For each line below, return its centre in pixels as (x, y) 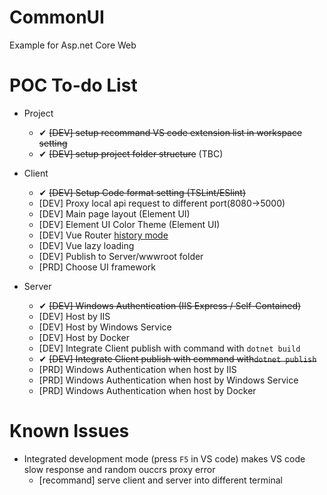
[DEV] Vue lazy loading (86, 245)
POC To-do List (73, 85)
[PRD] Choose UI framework (97, 267)
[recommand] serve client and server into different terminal (160, 480)
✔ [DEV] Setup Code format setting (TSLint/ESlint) (142, 192)
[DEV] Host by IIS (74, 316)
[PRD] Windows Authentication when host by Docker (147, 390)
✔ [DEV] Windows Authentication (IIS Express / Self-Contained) (170, 305)
